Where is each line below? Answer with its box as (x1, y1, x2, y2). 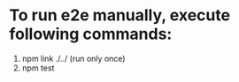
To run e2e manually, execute (9, 5, 231, 26)
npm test (21, 63, 55, 73)
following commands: (9, 24, 173, 44)
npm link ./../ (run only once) (21, 53, 126, 63)
